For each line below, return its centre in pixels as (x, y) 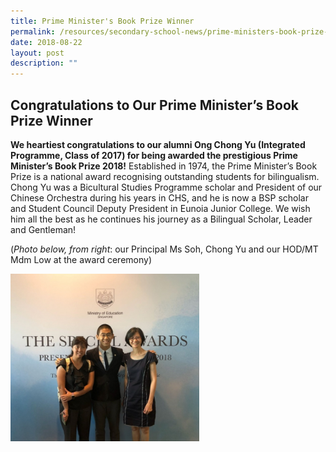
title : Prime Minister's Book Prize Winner (102, 21)
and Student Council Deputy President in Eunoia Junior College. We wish (160, 208)
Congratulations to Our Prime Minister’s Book (154, 105)
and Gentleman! (43, 229)
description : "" (44, 63)
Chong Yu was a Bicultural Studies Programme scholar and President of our (166, 187)
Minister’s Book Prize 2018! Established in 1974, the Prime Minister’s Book (164, 166)
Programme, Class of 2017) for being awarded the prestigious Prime (154, 155)
